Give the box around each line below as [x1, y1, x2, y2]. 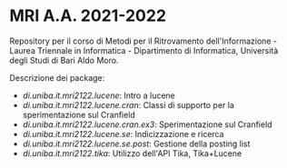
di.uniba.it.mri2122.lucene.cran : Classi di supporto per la [22, 99, 234, 110]
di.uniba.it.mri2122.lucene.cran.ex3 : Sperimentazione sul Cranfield [22, 119, 272, 130]
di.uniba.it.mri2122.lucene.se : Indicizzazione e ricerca [22, 128, 224, 139]
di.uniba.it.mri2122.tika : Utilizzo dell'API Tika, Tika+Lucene [22, 147, 242, 159]
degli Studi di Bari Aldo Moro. [9, 54, 119, 65]
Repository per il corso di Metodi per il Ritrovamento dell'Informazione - [9, 35, 278, 46]
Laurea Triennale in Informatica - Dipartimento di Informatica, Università [9, 44, 279, 55]
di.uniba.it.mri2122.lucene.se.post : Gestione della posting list [22, 138, 251, 149]
